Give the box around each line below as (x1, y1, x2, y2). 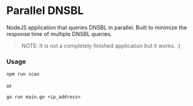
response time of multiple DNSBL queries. (6, 30, 112, 37)
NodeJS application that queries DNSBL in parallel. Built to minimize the (6, 24, 187, 31)
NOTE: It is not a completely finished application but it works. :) (21, 42, 181, 49)
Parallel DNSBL (6, 4, 84, 18)
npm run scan (6, 71, 40, 77)
